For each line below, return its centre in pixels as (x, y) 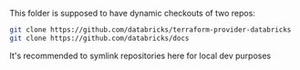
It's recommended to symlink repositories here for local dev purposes (140, 55)
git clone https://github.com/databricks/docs (99, 38)
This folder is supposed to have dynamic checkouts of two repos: (132, 13)
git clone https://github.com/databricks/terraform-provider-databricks (150, 30)
